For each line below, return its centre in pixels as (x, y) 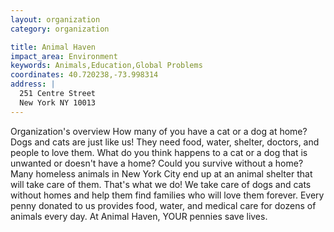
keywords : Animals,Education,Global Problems (106, 66)
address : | (33, 84)
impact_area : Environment (64, 56)
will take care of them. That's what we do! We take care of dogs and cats (161, 184)
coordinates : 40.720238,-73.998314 (84, 75)
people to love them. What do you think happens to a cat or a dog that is (159, 152)
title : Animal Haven (53, 47)
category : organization (60, 29)
